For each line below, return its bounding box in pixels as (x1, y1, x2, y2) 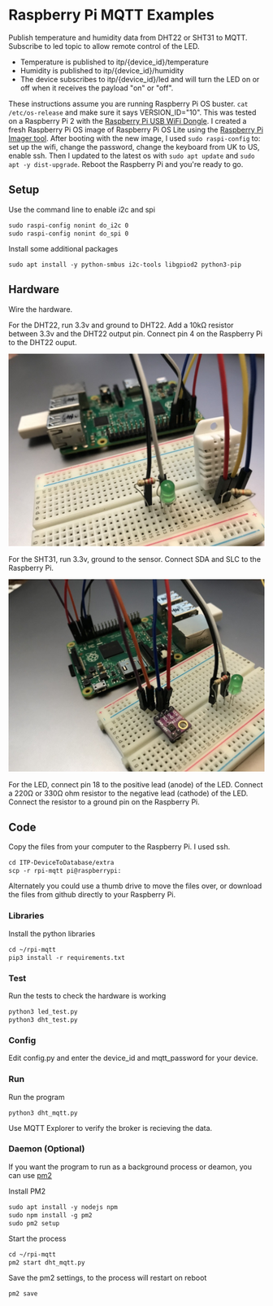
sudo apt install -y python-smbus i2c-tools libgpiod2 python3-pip (8, 261, 242, 269)
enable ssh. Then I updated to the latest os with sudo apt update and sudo (8, 151, 255, 160)
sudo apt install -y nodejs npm (8, 1203, 118, 1211)
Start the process (8, 1234, 67, 1243)
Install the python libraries (8, 928, 96, 938)
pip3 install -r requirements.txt (8, 953, 126, 962)
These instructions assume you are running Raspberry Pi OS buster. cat (8, 99, 249, 108)
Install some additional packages (8, 243, 119, 253)
